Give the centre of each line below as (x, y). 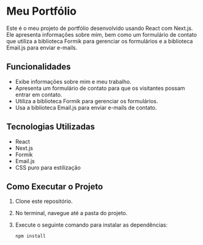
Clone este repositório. (44, 201)
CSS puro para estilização (48, 167)
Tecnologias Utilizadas (51, 127)
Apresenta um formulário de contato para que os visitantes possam (100, 88)
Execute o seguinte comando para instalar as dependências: (91, 225)
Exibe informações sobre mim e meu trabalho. (73, 81)
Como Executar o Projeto (55, 187)
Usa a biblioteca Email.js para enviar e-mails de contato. (86, 108)
